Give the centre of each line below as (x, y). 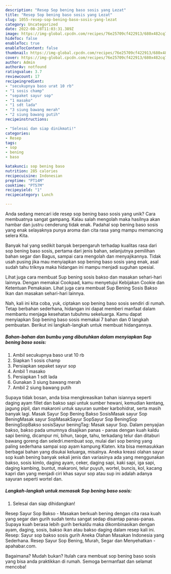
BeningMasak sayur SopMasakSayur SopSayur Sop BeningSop (71, 419)
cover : (12, 58)
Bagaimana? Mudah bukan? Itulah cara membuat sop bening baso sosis (81, 556)
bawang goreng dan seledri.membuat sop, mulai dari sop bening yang (79, 441)
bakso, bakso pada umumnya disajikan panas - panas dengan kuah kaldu (82, 430)
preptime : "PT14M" (25, 180)
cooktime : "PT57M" (25, 185)
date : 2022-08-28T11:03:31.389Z (39, 29)
